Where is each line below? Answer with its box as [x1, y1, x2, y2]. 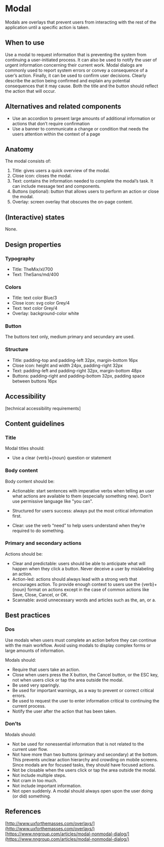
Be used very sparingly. [12, 682, 60, 688]
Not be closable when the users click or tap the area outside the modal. [12, 767, 157, 773]
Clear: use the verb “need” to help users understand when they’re [12, 522, 145, 528]
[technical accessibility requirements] [5, 405, 81, 411]
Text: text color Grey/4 [12, 305, 58, 311]
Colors [5, 283, 22, 290]
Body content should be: [5, 478, 55, 484]
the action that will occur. [5, 88, 56, 94]
